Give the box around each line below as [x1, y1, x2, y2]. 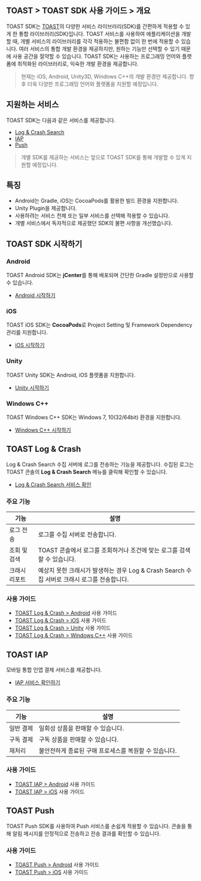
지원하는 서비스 [6, 99, 59, 110]
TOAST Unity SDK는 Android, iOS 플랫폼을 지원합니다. [6, 371, 136, 378]
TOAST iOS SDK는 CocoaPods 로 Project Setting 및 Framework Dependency [6, 321, 193, 329]
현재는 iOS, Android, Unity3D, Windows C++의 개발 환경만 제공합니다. [20, 72, 188, 80]
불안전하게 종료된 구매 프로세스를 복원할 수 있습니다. [38, 746, 177, 755]
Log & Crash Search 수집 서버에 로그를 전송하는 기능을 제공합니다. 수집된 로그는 [6, 460, 194, 468]
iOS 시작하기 [14, 342, 45, 349]
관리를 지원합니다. [6, 329, 48, 336]
